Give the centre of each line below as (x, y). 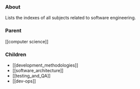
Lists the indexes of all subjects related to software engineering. (70, 18)
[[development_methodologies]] (45, 65)
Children (16, 54)
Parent (13, 31)
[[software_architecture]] (38, 70)
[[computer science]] (27, 41)
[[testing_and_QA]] (31, 76)
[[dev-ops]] (24, 81)
